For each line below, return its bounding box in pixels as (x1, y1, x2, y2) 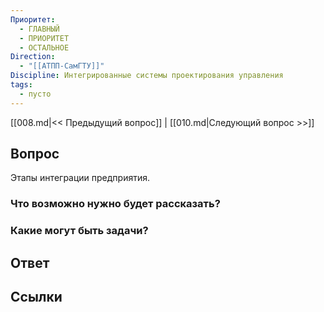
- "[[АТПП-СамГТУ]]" (19, 61, 105, 71)
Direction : (10, 52, 56, 62)
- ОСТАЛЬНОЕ (19, 42, 70, 53)
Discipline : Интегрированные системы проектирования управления (10, 71, 284, 81)
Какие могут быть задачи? (10, 224, 149, 238)
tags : (10, 80, 33, 90)
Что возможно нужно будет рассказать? (10, 197, 221, 211)
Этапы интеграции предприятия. (10, 172, 151, 184)
